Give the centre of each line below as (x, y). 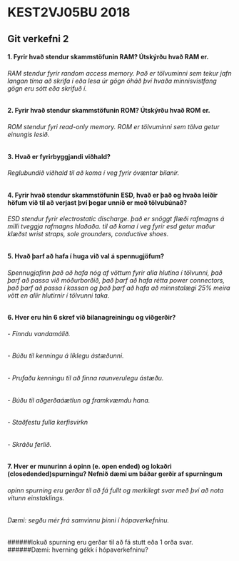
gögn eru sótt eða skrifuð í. (47, 88)
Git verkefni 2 (38, 39)
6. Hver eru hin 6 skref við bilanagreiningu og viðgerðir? (92, 318)
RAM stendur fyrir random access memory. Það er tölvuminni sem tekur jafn (119, 73)
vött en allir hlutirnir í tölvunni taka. (59, 295)
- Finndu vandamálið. (39, 333)
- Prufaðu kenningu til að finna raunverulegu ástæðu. (86, 378)
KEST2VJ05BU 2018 (69, 12)
